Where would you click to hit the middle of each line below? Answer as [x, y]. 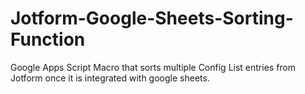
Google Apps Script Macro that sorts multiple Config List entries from [153, 67]
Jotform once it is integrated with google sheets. [110, 78]
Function [48, 39]
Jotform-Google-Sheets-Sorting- [152, 18]
